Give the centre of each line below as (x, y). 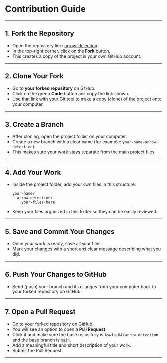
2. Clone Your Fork (34, 76)
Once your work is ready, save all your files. (57, 244)
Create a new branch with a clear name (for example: (67, 142)
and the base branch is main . (42, 340)
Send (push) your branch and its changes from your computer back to (84, 286)
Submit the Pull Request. (38, 350)
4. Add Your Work (33, 172)
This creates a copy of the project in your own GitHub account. (77, 56)
